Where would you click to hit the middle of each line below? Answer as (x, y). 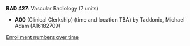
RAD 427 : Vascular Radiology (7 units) (52, 8)
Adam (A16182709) (37, 26)
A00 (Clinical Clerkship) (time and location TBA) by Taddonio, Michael (99, 20)
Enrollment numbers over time (43, 37)
